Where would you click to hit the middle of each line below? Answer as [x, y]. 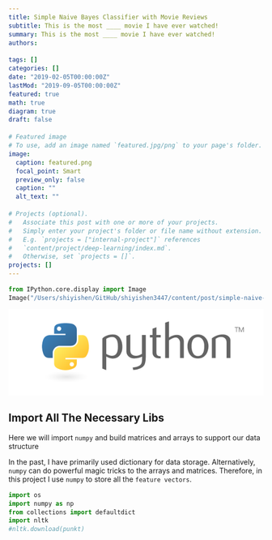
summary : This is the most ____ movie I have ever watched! [112, 34]
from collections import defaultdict [72, 512]
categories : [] [34, 69]
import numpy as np [41, 504]
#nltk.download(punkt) [47, 529]
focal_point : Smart [49, 171]
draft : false [30, 120]
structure [23, 446]
